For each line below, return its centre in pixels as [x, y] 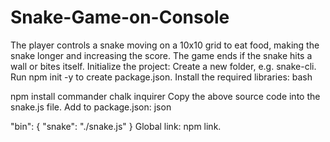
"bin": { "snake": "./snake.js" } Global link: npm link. [116, 126]
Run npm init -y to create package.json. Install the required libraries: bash [161, 77]
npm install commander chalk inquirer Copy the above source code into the [165, 96]
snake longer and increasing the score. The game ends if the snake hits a [161, 55]
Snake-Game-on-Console [120, 17]
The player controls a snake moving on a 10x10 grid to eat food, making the [165, 45]
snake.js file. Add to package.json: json [91, 107]
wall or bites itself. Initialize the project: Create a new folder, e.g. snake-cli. [163, 66]
